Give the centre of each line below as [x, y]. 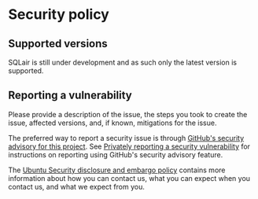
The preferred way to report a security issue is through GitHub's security [126, 138]
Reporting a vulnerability [70, 96]
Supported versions [58, 44]
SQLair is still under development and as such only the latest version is [123, 62]
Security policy [59, 15]
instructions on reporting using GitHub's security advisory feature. [116, 154]
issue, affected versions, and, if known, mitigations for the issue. [112, 123]
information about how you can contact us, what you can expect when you [129, 178]
